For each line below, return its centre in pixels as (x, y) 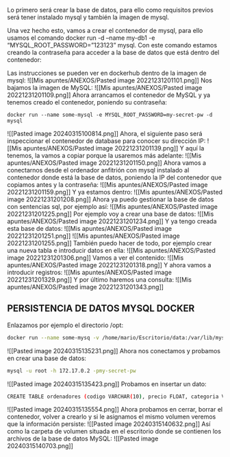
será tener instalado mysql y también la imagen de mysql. (88, 17)
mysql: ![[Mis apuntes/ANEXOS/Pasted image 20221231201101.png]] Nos (110, 80)
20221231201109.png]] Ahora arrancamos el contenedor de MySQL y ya (109, 95)
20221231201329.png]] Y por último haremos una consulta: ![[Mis (100, 280)
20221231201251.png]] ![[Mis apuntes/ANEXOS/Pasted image (93, 236)
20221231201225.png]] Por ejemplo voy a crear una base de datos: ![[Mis (111, 214)
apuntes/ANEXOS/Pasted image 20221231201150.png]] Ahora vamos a (107, 163)
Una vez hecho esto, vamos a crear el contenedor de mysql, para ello (105, 31)
